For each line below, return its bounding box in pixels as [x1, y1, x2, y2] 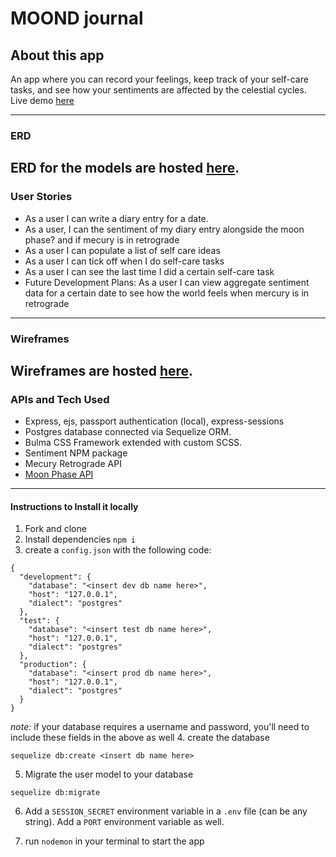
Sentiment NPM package [24, 447, 128, 459]
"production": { [19, 660, 87, 670]
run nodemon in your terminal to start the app [24, 835, 205, 847]
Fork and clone [24, 523, 87, 535]
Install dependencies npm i [24, 533, 136, 546]
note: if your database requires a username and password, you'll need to [10, 721, 310, 733]
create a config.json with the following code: [24, 544, 212, 556]
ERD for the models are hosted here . [10, 160, 240, 177]
